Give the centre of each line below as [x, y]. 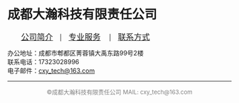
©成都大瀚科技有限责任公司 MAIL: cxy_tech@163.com [119, 92]
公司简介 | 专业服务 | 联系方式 [86, 37]
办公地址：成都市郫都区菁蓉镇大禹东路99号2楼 [75, 53]
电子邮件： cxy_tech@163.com [51, 71]
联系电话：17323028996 [43, 61]
